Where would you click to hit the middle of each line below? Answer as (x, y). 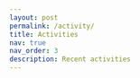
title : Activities (44, 34)
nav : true (28, 43)
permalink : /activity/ (52, 26)
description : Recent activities (70, 59)
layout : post (34, 17)
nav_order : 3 (34, 51)
